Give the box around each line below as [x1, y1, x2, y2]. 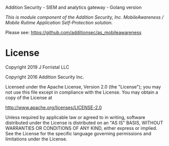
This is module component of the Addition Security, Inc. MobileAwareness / [5, 14, 164, 20]
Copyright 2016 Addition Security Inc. [5, 74, 84, 80]
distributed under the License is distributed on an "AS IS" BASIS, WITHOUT [5, 120, 163, 126]
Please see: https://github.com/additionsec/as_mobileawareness [5, 30, 142, 35]
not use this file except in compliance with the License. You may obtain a [5, 89, 158, 95]
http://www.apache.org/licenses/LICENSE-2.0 [5, 104, 102, 110]
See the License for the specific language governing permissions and [5, 130, 152, 136]
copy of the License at [5, 94, 53, 101]
